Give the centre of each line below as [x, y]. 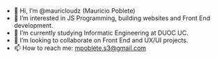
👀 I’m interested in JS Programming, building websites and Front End [112, 18]
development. [33, 25]
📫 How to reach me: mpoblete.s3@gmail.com [80, 48]
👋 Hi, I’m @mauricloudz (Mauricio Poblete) [74, 11]
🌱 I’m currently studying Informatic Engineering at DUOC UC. [101, 33]
